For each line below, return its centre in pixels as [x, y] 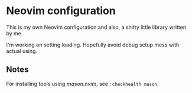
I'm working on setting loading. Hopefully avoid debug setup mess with [93, 45]
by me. [14, 33]
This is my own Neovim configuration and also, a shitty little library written [96, 27]
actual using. [22, 51]
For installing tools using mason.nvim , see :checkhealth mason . [82, 84]
